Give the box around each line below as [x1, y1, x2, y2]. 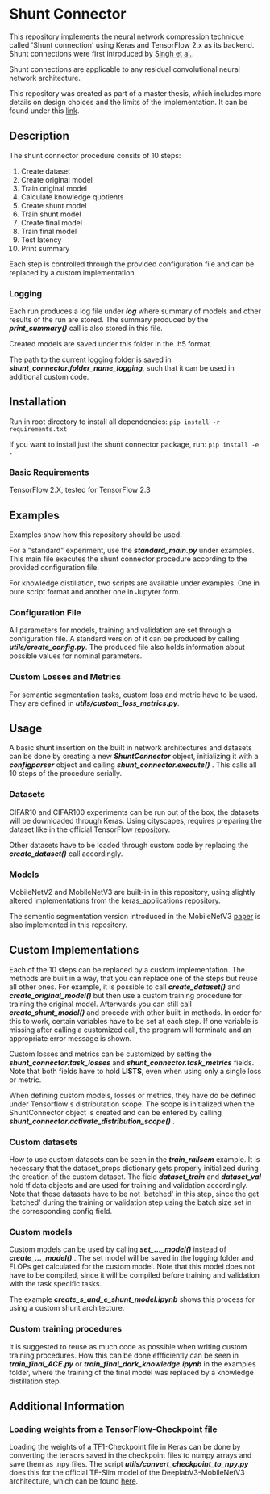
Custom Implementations [9, 943, 139, 957]
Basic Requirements [9, 466, 89, 477]
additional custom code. [9, 372, 89, 382]
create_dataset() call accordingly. [9, 849, 123, 858]
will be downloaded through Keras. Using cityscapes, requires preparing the [9, 816, 263, 825]
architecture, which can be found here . [9, 1476, 139, 1486]
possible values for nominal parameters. [9, 651, 143, 661]
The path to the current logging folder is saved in [9, 355, 172, 364]
